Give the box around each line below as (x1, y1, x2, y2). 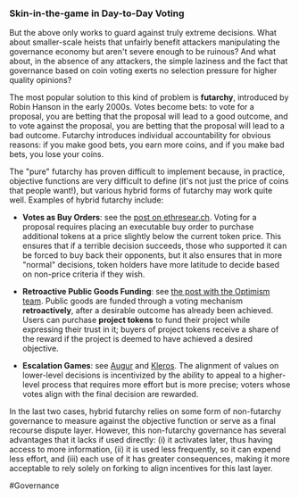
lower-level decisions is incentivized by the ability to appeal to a (21, 369, 257, 381)
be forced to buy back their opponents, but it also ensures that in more (21, 250, 283, 261)
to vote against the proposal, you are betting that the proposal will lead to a (9, 120, 286, 131)
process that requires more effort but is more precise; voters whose (41, 379, 291, 390)
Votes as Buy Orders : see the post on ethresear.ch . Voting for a (21, 212, 257, 223)
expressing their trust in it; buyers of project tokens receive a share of (21, 324, 279, 335)
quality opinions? (9, 75, 72, 86)
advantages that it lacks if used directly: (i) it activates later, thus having (9, 435, 273, 445)
